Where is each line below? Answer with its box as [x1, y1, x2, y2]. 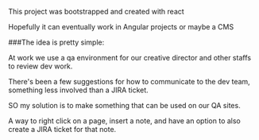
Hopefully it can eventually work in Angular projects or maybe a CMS [8, 22, 234, 31]
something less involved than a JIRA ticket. [8, 85, 149, 95]
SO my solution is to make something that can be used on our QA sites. [8, 101, 241, 110]
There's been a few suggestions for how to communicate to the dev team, [8, 77, 250, 86]
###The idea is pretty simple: [8, 37, 105, 47]
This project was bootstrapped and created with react [8, 7, 184, 16]
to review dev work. [8, 61, 73, 71]
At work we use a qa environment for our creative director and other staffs [8, 53, 252, 62]
